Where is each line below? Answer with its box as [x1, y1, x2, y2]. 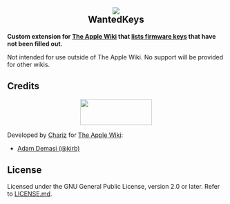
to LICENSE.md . [7, 189, 52, 198]
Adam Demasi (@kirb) [17, 144, 80, 152]
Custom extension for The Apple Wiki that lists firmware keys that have [7, 32, 216, 40]
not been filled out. [7, 39, 63, 48]
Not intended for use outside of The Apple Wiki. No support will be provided [7, 53, 224, 61]
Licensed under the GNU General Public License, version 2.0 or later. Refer [7, 183, 220, 191]
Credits [7, 80, 40, 92]
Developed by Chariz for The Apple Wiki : [7, 131, 124, 139]
